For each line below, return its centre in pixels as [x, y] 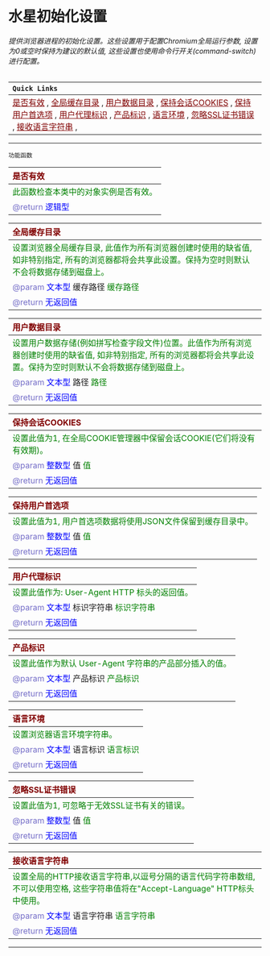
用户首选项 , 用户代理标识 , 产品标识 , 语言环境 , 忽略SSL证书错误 [133, 115]
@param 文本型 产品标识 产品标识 [76, 679]
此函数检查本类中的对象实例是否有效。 [85, 192]
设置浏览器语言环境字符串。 [65, 734]
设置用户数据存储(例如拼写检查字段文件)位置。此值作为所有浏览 [132, 343]
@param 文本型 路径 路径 [60, 382]
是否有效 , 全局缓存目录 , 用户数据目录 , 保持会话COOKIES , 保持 [132, 103]
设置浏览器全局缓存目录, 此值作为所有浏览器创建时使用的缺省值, [132, 248]
